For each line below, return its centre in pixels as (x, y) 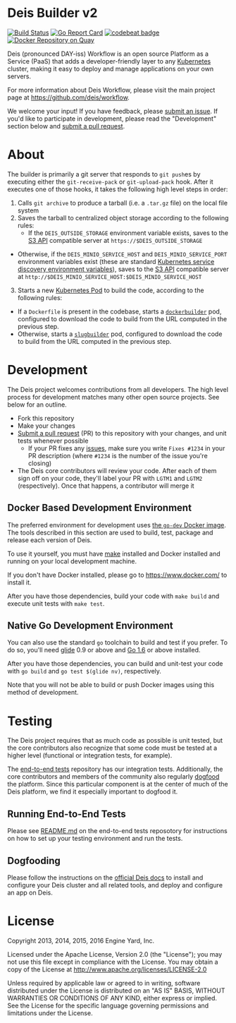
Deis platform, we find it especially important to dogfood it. (93, 791)
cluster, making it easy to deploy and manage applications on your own (110, 68)
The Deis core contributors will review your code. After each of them (117, 470)
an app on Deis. (30, 892)
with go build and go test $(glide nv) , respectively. (85, 671)
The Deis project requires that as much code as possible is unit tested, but (115, 741)
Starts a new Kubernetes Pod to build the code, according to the (111, 290)
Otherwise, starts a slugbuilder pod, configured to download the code (120, 334)
